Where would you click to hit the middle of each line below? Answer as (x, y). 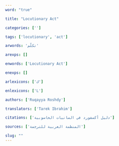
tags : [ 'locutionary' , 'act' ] (37, 37)
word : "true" (19, 10)
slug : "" (14, 136)
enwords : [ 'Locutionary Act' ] (37, 64)
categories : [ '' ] (23, 28)
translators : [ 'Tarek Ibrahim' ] (39, 109)
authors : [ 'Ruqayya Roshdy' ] (35, 100)
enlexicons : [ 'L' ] (24, 91)
